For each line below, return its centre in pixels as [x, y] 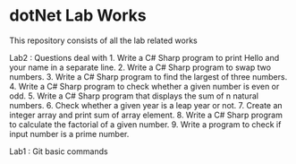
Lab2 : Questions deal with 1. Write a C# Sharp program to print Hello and [144, 57]
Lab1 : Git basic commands [59, 151]
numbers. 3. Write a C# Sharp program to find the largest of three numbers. [148, 76]
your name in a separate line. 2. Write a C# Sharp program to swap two [140, 67]
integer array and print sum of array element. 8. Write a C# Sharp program [146, 115]
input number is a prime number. [69, 134]
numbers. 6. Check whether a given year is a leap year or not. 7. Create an [146, 105]
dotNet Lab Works [78, 16]
